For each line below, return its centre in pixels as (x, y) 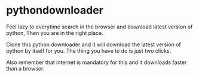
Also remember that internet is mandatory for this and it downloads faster (97, 62)
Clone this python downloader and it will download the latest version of (94, 44)
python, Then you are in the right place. (55, 33)
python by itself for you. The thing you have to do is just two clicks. (89, 50)
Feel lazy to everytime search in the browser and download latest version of (99, 27)
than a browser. (25, 68)
